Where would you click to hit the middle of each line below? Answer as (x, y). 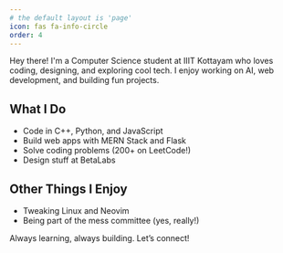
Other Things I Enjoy (68, 189)
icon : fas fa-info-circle (58, 26)
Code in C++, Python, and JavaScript (93, 131)
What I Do (38, 109)
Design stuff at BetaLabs (69, 160)
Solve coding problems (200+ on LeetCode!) (107, 151)
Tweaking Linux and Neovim (76, 211)
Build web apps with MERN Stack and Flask (105, 141)
